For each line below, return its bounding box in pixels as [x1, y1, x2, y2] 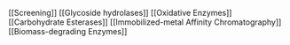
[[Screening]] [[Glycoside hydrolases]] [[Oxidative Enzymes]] [8, 8, 232, 18]
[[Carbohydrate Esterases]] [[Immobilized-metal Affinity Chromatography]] [8, 17, 282, 27]
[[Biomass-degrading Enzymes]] [8, 26, 128, 36]
